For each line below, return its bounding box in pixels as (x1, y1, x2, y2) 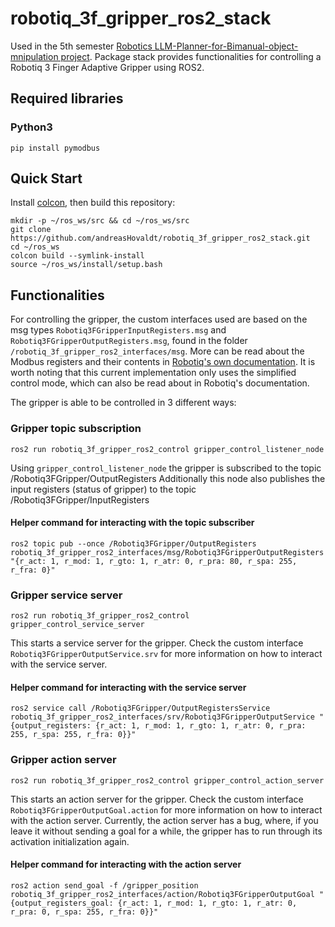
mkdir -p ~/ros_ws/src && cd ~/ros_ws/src (10, 216, 190, 226)
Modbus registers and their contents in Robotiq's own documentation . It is (10, 356, 316, 368)
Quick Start (10, 170, 83, 187)
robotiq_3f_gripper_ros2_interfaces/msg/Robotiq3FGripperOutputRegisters (10, 547, 325, 557)
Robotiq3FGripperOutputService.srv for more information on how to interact (10, 648, 323, 660)
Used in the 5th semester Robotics (10, 40, 153, 52)
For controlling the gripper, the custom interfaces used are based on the (10, 313, 308, 326)
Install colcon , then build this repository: (10, 197, 176, 209)
